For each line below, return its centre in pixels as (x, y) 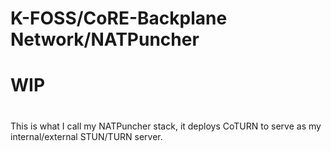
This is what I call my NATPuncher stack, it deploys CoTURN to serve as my (166, 126)
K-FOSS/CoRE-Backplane (119, 18)
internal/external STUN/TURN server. (86, 136)
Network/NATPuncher (105, 39)
